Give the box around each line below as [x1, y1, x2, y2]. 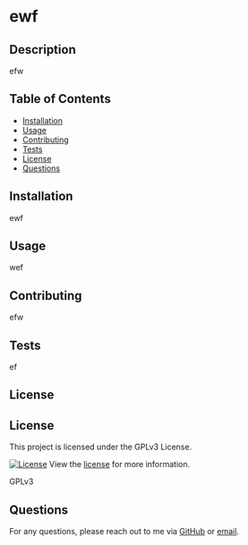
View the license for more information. [48, 459, 191, 470]
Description [9, 42, 76, 57]
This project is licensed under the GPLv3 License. [9, 441, 192, 453]
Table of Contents [9, 91, 112, 106]
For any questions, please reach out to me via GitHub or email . [9, 526, 240, 537]
